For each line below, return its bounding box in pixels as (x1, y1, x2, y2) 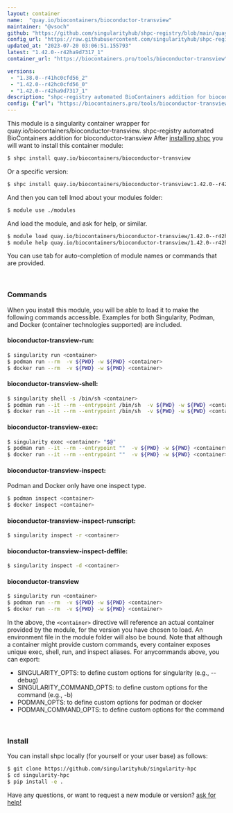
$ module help (7, 239, 49, 246)
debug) (17, 676, 39, 685)
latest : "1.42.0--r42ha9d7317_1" (7, 49, 104, 56)
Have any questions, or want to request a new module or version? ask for (7, 791, 216, 799)
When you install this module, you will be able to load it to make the (7, 305, 200, 314)
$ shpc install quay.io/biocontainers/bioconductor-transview (7, 155, 191, 162)
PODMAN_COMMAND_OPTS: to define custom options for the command (17, 705, 225, 714)
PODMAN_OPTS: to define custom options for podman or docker (17, 698, 202, 707)
